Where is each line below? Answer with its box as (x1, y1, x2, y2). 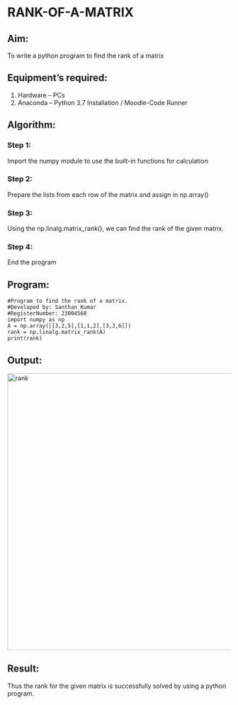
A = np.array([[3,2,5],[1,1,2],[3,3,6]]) (7, 323, 132, 330)
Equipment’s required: (7, 72, 108, 84)
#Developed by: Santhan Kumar (7, 303, 97, 311)
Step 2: (7, 174, 33, 184)
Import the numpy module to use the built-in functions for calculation (7, 156, 209, 165)
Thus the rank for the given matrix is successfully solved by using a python (7, 682, 227, 690)
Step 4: (7, 242, 33, 252)
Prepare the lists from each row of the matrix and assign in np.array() (7, 190, 209, 199)
